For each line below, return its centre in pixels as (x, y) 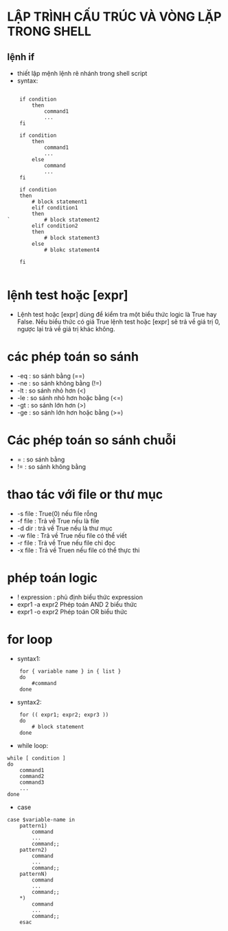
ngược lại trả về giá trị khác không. (66, 328)
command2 (32, 776)
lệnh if (21, 57)
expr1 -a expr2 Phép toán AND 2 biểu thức (77, 604)
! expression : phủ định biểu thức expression (80, 597)
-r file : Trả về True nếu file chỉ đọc (66, 543)
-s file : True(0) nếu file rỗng (57, 513)
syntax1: (29, 658)
